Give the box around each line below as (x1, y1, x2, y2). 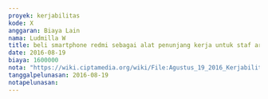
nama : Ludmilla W (8, 34, 66, 42)
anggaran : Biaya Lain (8, 26, 81, 34)
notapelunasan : (8, 78, 59, 86)
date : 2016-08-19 (8, 49, 66, 57)
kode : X (8, 19, 34, 27)
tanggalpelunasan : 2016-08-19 (8, 71, 109, 79)
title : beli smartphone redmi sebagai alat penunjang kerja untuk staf (8, 42, 251, 49)
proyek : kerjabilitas (8, 11, 81, 20)
